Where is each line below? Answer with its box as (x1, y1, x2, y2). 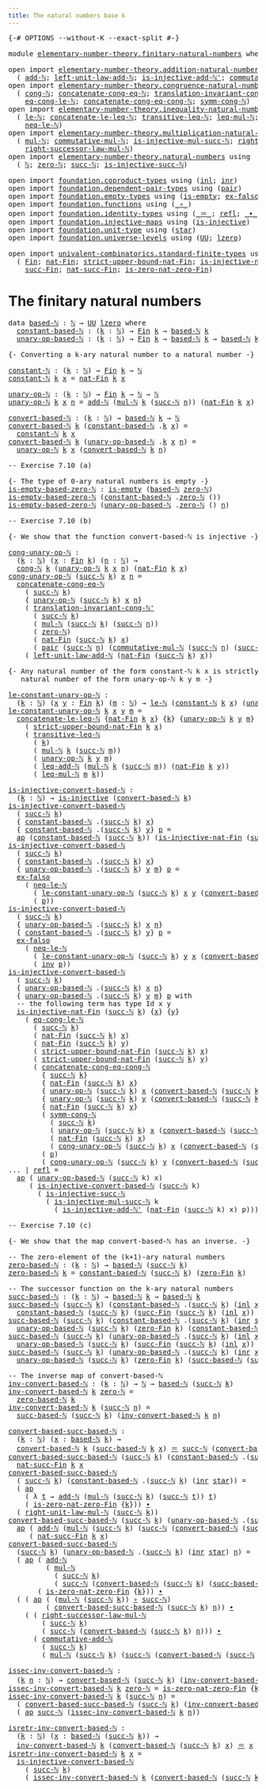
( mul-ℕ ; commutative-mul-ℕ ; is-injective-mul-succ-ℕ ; (16, 136, 234, 145)
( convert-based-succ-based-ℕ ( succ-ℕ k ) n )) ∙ (45, 1602, 234, 1612)
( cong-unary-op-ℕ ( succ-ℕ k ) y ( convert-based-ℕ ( (41, 1157, 247, 1166)
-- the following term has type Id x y (16, 999, 172, 1008)
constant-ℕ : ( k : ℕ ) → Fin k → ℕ (8, 366, 142, 374)
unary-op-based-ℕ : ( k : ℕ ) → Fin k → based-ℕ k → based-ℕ (16, 334, 251, 343)
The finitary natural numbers (8, 292, 202, 310)
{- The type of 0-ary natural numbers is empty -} (8, 477, 209, 485)
